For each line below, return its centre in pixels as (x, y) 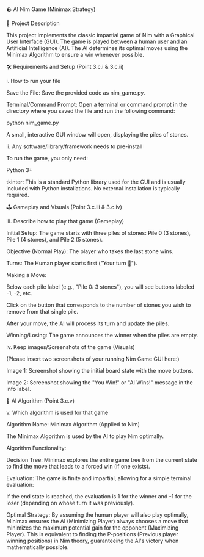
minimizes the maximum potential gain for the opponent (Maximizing (93, 528)
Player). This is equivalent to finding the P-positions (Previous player (92, 534)
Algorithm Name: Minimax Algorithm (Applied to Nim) (73, 424)
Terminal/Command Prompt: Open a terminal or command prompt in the (97, 104)
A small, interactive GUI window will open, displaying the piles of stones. (97, 135)
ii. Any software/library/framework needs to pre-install (75, 146)
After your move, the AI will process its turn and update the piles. (88, 323)
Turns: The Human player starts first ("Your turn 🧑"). (72, 263)
